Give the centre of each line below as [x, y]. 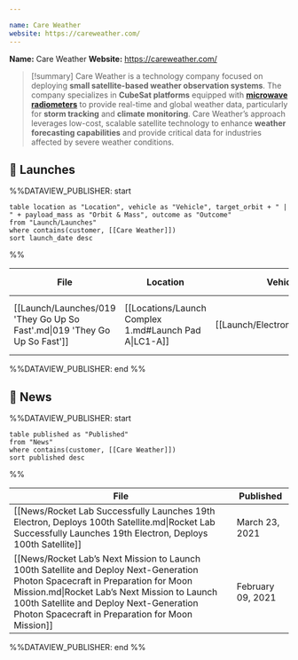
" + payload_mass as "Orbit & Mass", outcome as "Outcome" [121, 215]
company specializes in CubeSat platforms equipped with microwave [159, 95]
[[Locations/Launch [165, 309]
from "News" [31, 443]
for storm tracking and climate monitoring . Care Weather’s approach [158, 114]
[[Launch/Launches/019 [65, 309]
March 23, [258, 522]
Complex [143, 319]
